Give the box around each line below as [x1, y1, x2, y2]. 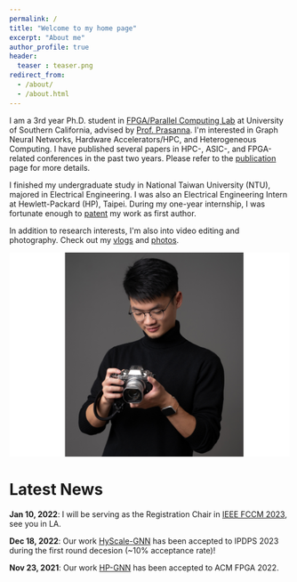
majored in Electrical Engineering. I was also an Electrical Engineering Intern [9, 189, 288, 199]
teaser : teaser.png [17, 61, 93, 70]
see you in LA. [9, 519, 62, 529]
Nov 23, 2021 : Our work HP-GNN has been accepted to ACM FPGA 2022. [9, 562, 279, 573]
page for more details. [9, 162, 91, 173]
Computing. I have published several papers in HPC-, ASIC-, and [9, 143, 246, 154]
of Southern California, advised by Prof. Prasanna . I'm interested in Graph [9, 125, 278, 135]
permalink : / [9, 14, 58, 23]
